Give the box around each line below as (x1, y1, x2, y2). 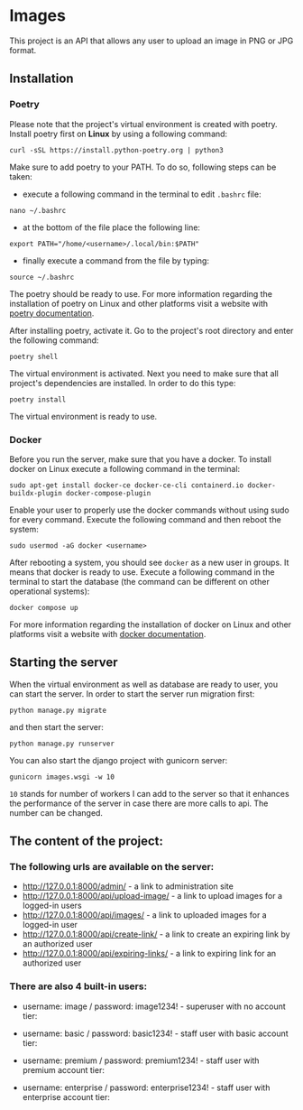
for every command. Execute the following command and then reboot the (9, 513, 281, 524)
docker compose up (9, 603, 78, 612)
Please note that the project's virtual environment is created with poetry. (9, 118, 278, 129)
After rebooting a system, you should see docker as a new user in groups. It (9, 557, 289, 568)
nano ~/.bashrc (9, 206, 67, 215)
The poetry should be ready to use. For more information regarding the (9, 288, 273, 299)
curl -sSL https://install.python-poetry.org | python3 (9, 145, 224, 154)
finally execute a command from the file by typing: (22, 254, 210, 266)
